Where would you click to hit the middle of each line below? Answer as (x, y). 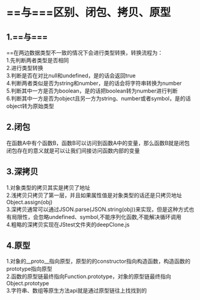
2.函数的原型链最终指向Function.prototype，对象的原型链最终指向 (89, 277)
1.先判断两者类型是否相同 (37, 60)
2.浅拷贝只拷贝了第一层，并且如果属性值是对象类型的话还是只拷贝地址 (94, 195)
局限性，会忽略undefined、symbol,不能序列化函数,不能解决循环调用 (96, 216)
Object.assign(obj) (30, 202)
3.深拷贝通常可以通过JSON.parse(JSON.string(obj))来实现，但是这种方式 (98, 209)
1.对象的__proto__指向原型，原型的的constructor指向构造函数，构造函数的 (98, 261)
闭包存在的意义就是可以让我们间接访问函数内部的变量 (73, 151)
